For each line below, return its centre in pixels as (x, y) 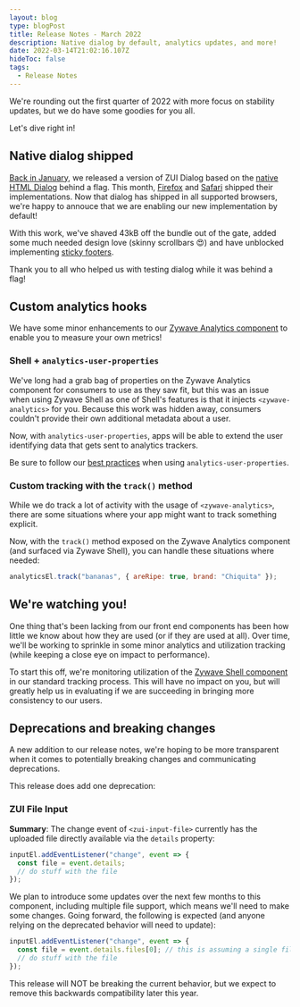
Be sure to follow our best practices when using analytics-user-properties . (150, 462)
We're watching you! (68, 604)
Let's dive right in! (42, 128)
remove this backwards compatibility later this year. (104, 993)
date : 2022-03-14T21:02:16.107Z (69, 51)
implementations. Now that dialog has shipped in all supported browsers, (144, 197)
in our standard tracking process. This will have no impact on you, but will (145, 681)
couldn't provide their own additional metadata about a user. (120, 418)
